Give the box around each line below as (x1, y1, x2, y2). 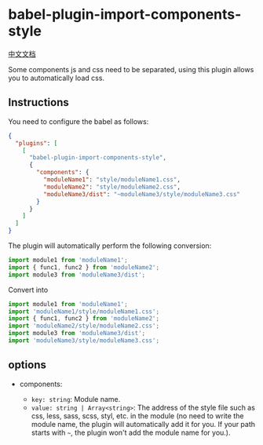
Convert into (8, 285, 49, 294)
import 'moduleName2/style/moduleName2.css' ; (8, 322, 159, 330)
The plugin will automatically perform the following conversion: (8, 241, 212, 250)
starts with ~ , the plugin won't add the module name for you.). (31, 428, 231, 437)
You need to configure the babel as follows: (8, 116, 149, 126)
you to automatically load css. (8, 73, 104, 82)
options (8, 359, 47, 372)
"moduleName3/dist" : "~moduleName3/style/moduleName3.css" (42, 190, 241, 198)
